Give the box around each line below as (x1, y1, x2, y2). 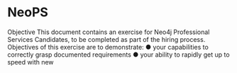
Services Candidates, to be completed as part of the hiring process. (7, 35, 206, 43)
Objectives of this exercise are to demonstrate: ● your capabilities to (7, 43, 209, 51)
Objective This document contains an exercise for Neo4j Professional (7, 28, 210, 36)
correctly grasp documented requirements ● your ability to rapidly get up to (7, 50, 230, 59)
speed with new (7, 57, 55, 66)
